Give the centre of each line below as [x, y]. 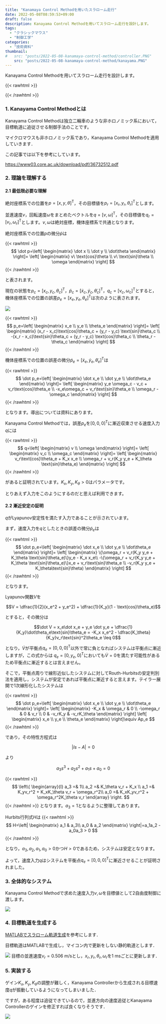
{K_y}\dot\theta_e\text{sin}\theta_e [51, 632]
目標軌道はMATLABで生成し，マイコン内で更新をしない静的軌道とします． [81, 945]
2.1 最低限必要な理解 [26, 191]
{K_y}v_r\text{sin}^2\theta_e [74, 637]
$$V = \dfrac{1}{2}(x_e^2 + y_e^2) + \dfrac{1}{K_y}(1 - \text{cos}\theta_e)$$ [83, 607]
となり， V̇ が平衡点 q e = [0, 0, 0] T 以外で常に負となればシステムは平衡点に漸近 [83, 648]
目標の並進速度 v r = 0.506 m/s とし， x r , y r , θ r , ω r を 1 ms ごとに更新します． [85, 956]
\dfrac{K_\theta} [134, 632]
